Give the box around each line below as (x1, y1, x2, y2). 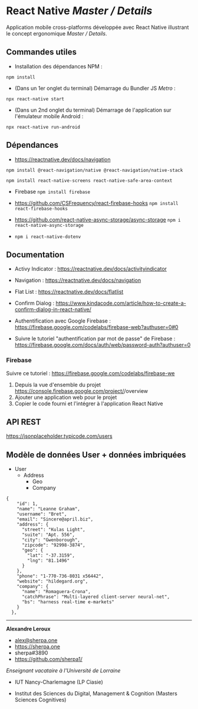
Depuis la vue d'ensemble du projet (14, 381, 101, 388)
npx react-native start (6, 96, 65, 102)
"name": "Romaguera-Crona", (21, 589, 91, 595)
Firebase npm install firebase (14, 188, 90, 195)
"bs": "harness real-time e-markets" (21, 599, 115, 605)
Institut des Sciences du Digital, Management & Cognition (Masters (14, 690, 178, 697)
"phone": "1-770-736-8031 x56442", (16, 573, 104, 580)
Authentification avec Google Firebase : (14, 317, 111, 324)
